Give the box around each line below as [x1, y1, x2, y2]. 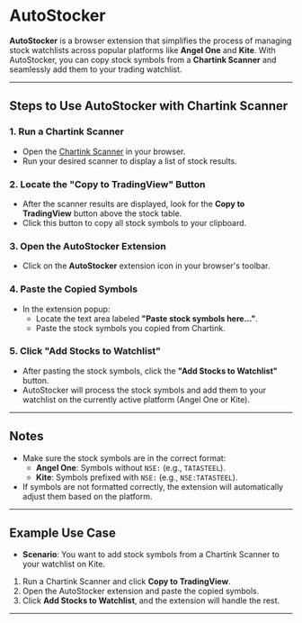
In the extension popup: [22, 303, 111, 314]
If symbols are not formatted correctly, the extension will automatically [22, 481, 284, 492]
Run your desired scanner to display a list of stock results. [22, 155, 238, 167]
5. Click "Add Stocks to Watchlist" [9, 345, 162, 357]
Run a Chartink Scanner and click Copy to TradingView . [22, 576, 231, 587]
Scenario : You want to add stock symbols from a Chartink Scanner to [22, 549, 280, 560]
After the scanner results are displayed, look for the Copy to [22, 198, 245, 209]
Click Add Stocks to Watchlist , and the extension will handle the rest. [22, 595, 280, 606]
